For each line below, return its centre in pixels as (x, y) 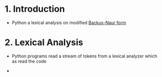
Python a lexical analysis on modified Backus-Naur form (69, 23)
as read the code (29, 61)
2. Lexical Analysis (44, 42)
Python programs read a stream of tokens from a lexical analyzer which (84, 56)
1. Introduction (35, 9)
